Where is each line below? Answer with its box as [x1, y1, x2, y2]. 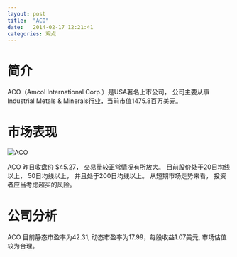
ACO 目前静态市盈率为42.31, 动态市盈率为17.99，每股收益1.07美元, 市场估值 [7, 233, 227, 241]
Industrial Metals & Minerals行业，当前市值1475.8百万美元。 [7, 97, 182, 105]
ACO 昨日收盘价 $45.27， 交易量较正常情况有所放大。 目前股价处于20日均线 [7, 163, 231, 171]
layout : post [7, 10, 46, 18]
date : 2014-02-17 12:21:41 [7, 23, 94, 31]
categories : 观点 [7, 30, 57, 38]
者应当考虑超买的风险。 [7, 180, 76, 189]
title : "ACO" [7, 17, 50, 24]
